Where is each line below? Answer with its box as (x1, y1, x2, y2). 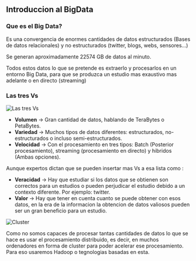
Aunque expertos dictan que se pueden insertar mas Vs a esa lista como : (6, 164, 184, 171)
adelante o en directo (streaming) (6, 77, 87, 84)
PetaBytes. (14, 122, 41, 129)
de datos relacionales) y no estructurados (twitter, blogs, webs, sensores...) (6, 42, 188, 49)
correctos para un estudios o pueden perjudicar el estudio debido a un (14, 182, 185, 189)
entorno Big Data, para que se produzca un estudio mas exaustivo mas (6, 70, 177, 78)
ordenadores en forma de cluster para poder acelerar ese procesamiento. (6, 242, 184, 249)
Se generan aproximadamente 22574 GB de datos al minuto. (6, 53, 152, 60)
